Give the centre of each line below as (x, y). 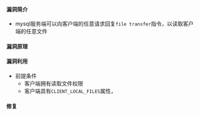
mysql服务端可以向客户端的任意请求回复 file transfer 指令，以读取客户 (104, 24)
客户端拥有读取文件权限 (54, 84)
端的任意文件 (31, 31)
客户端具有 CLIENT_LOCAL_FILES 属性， (70, 91)
